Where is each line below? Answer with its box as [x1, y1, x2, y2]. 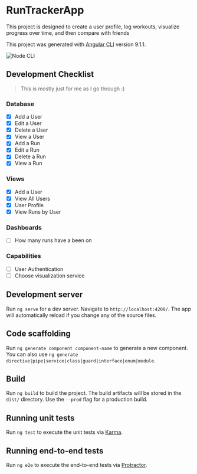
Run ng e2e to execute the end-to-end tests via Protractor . [6, 461, 147, 468]
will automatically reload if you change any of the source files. [6, 311, 157, 319]
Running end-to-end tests [6, 446, 104, 456]
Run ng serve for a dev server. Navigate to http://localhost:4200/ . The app [6, 305, 192, 312]
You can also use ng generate [6, 351, 78, 358]
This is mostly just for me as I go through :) [20, 85, 125, 92]
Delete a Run [14, 153, 46, 160]
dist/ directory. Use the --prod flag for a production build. [6, 396, 147, 403]
